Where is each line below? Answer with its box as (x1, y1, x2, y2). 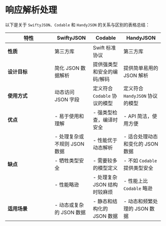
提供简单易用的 (123, 65, 159, 72)
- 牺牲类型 (54, 157, 79, 164)
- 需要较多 (93, 157, 118, 164)
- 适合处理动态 (123, 133, 158, 140)
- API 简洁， (123, 113, 152, 119)
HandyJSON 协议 (123, 92, 158, 99)
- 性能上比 (123, 177, 148, 184)
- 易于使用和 (54, 113, 84, 119)
